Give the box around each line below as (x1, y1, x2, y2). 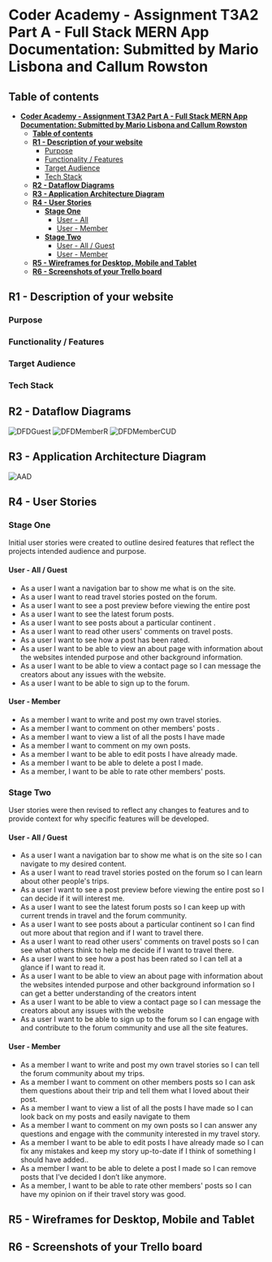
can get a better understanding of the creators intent (19, 988, 196, 998)
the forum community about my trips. (19, 1068, 145, 1078)
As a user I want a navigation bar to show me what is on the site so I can (19, 850, 262, 860)
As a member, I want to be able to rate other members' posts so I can (19, 1180, 252, 1191)
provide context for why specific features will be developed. (8, 814, 209, 823)
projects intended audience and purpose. (8, 547, 147, 556)
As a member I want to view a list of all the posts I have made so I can (19, 1103, 253, 1113)
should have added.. (19, 1155, 89, 1165)
